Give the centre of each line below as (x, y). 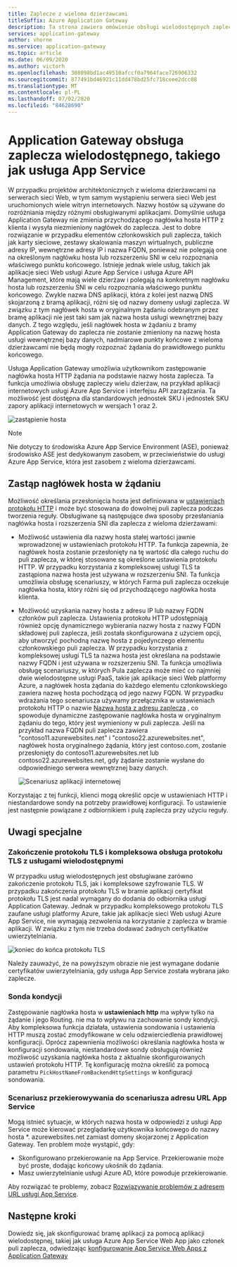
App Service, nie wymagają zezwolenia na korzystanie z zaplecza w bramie (117, 921)
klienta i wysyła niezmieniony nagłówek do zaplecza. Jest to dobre (104, 227)
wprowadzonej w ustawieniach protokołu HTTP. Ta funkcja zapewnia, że (123, 544)
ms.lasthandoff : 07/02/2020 (49, 99)
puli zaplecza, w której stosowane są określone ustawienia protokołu (117, 559)
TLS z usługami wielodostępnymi (66, 860)
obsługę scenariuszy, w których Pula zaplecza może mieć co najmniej (119, 670)
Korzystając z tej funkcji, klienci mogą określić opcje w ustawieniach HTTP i (118, 795)
